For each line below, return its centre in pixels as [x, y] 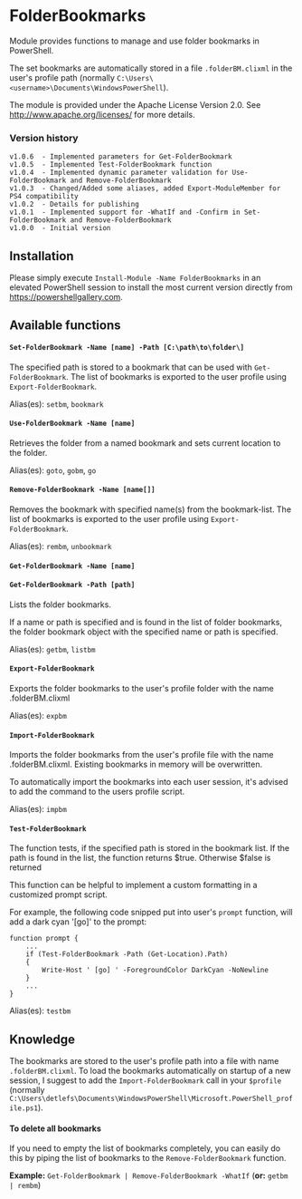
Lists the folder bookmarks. [60, 604]
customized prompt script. [59, 894]
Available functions [65, 326]
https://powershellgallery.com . [66, 297]
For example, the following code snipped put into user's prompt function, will [151, 913]
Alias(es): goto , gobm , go [53, 470]
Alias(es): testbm [40, 1010]
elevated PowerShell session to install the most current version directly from [151, 287]
